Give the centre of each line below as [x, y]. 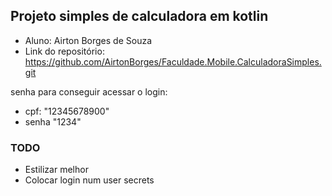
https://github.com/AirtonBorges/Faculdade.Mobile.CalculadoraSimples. [173, 61]
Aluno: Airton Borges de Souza [88, 40]
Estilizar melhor [56, 170]
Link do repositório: [64, 51]
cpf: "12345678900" [67, 111]
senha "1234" [53, 121]
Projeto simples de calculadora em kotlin [139, 16]
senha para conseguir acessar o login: [89, 91]
